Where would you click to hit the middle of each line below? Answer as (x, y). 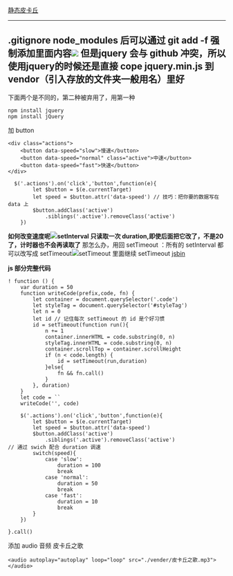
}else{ (54, 367)
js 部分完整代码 (29, 268)
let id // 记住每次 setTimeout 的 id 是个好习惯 (99, 319)
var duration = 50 (47, 287)
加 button (21, 130)
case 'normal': (67, 477)
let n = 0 (47, 311)
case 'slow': (63, 459)
